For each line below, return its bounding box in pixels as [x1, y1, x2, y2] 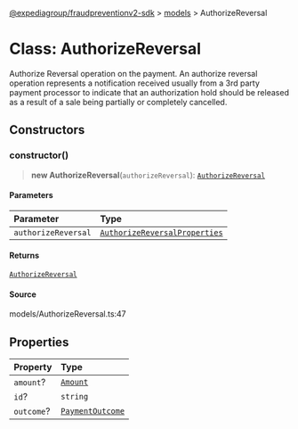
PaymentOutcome [60, 406, 125, 417]
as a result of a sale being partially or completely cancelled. [9, 96, 228, 107]
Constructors [9, 122, 85, 137]
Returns [9, 250, 40, 261]
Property [13, 361, 52, 374]
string [60, 392, 89, 402]
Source [9, 289, 37, 300]
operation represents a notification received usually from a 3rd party [9, 78, 261, 88]
